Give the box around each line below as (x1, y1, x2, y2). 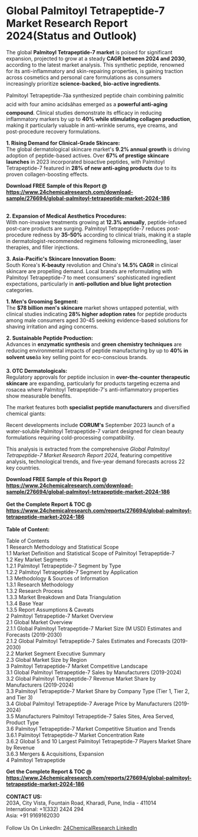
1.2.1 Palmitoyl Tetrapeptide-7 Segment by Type (6, 562, 122, 569)
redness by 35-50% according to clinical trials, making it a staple (32, 231, 192, 238)
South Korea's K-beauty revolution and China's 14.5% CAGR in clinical (6, 261, 179, 268)
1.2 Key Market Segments (6, 556, 68, 563)
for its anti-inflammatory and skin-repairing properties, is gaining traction (6, 67, 184, 74)
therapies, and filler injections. (6, 244, 80, 251)
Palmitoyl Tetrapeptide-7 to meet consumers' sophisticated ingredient (6, 274, 176, 281)
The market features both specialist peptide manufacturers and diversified (6, 403, 190, 411)
